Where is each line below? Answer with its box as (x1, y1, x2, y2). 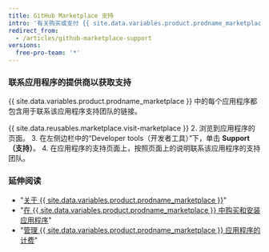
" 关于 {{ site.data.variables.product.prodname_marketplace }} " (19, 195, 227, 205)
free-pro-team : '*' (15, 49, 81, 57)
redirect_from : (8, 26, 59, 34)
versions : (8, 42, 42, 50)
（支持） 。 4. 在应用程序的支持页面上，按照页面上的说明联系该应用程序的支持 (8, 143, 261, 153)
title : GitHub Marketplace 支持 (8, 11, 114, 20)
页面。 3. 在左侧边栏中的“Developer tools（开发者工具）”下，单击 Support (8, 134, 251, 143)
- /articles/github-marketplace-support (15, 34, 152, 42)
